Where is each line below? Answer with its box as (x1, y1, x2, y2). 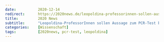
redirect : (5, 12, 25, 16)
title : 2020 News (5, 16, 58, 21)
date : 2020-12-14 (5, 7, 60, 12)
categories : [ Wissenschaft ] (5, 25, 69, 30)
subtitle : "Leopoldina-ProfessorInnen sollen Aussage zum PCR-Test (5, 20, 156, 26)
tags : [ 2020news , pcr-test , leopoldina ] (5, 29, 108, 34)
